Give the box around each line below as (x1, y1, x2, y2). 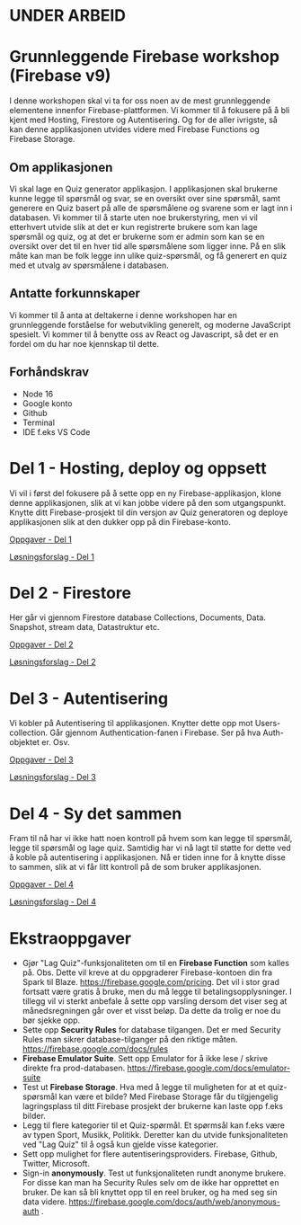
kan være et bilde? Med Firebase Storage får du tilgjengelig (58, 1091, 279, 1102)
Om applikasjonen (9, 159, 113, 175)
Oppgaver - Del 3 (9, 754, 74, 765)
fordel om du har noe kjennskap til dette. (9, 338, 160, 349)
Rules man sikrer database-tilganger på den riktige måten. (22, 1034, 238, 1045)
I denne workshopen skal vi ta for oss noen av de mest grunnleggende (9, 95, 271, 106)
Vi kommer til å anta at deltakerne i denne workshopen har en (9, 309, 238, 320)
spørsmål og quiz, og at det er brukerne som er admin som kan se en (9, 231, 265, 242)
